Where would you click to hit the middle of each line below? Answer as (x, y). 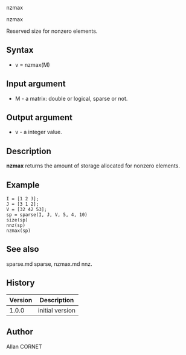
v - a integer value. (38, 132)
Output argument (39, 117)
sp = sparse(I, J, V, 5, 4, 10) (47, 215)
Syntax (20, 50)
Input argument (36, 84)
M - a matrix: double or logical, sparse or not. (71, 98)
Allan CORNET (24, 347)
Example (23, 185)
